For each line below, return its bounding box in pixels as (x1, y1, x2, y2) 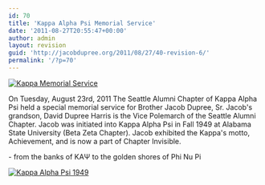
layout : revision (8, 42, 67, 50)
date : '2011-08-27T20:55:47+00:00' (8, 26, 128, 34)
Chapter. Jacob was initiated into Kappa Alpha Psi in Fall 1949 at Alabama (8, 119, 251, 129)
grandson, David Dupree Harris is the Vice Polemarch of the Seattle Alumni (8, 111, 256, 120)
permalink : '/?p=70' (8, 57, 78, 65)
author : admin (8, 34, 56, 42)
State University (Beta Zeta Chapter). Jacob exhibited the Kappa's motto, (8, 127, 251, 137)
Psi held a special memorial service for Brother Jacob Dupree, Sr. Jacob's (8, 102, 253, 112)
